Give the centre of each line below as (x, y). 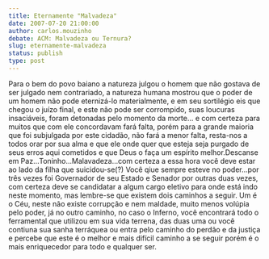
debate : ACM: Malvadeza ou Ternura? (70, 38)
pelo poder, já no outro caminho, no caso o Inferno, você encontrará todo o (134, 212)
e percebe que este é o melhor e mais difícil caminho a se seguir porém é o (134, 238)
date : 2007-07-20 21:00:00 (54, 23)
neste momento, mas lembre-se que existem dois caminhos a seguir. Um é (132, 195)
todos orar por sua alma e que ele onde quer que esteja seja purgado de (129, 144)
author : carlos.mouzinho (50, 31)
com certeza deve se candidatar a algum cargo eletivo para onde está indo (133, 186)
